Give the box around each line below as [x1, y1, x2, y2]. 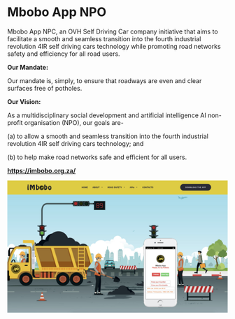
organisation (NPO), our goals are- [24, 118, 124, 126]
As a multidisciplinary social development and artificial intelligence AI [7, 111, 206, 119]
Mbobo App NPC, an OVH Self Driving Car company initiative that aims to [7, 27, 218, 36]
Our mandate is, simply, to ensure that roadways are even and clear [7, 76, 202, 84]
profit [7, 118, 23, 126]
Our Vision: [7, 97, 41, 105]
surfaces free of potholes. [7, 84, 83, 92]
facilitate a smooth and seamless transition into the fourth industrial [7, 34, 201, 43]
